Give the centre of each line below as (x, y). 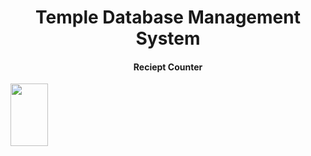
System (168, 38)
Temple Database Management (168, 17)
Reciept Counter (168, 67)
